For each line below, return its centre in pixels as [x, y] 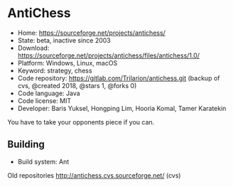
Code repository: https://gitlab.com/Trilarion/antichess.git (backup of [119, 78]
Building [26, 145]
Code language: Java [49, 93]
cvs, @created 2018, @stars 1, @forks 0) [77, 85]
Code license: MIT [44, 100]
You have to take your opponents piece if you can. [81, 122]
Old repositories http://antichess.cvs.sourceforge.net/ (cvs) [94, 175]
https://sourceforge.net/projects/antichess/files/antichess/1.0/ [109, 55]
